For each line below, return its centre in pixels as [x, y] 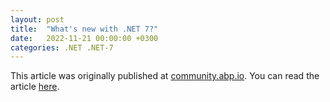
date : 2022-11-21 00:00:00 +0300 [84, 38]
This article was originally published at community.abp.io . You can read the [165, 76]
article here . [35, 87]
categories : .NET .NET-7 [62, 47]
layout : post [37, 19]
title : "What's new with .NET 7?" [84, 29]
